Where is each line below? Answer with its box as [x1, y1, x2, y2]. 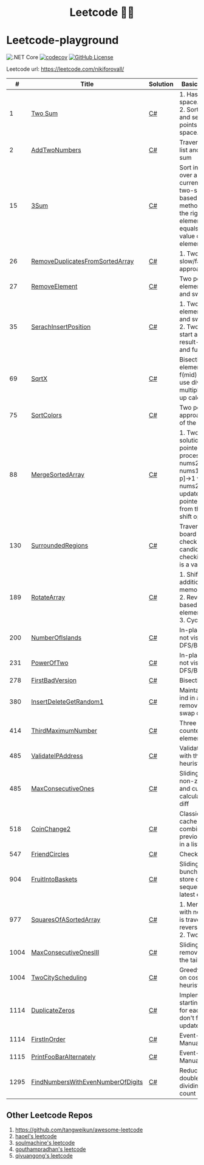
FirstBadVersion [31, 676, 77, 685]
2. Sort [179, 105, 199, 114]
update [179, 490, 200, 498]
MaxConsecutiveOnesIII [31, 948, 100, 957]
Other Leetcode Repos [6, 1110, 93, 1120]
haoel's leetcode [15, 1132, 57, 1139]
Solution [148, 80, 174, 88]
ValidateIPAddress [31, 752, 83, 760]
